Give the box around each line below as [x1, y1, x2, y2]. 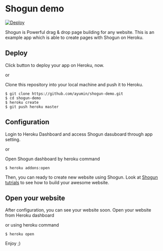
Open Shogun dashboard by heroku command [5, 156, 100, 162]
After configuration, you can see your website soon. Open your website [5, 207, 152, 213]
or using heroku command [5, 222, 59, 228]
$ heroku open [5, 232, 35, 237]
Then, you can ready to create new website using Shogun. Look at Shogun [5, 174, 158, 180]
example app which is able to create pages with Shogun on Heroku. [5, 34, 144, 40]
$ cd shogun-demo [5, 95, 41, 100]
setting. [5, 136, 21, 142]
